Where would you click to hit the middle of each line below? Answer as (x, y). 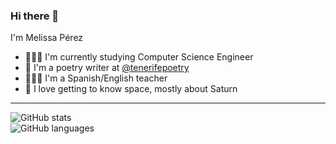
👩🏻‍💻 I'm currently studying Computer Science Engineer (139, 57)
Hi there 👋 (35, 16)
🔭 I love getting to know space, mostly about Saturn (131, 89)
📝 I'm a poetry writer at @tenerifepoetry (107, 68)
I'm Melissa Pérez (47, 38)
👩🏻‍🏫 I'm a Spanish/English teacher (96, 78)
